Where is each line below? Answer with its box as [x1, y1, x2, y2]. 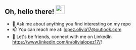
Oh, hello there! [5, 7, 55, 16]
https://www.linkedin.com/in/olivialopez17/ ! [12, 38, 102, 45]
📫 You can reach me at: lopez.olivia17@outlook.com [12, 26, 122, 32]
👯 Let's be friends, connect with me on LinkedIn [12, 33, 112, 39]
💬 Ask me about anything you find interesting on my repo [12, 20, 131, 26]
